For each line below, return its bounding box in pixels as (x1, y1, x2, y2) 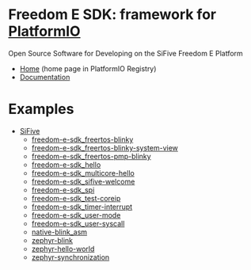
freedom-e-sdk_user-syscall (31, 219, 125, 228)
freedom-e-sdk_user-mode (31, 210, 121, 219)
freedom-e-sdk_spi (31, 184, 95, 195)
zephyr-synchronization (31, 252, 110, 262)
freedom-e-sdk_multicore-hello (31, 168, 135, 177)
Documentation (19, 72, 70, 82)
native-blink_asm (31, 227, 88, 237)
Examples (8, 101, 74, 118)
